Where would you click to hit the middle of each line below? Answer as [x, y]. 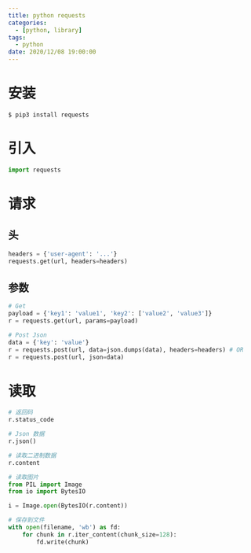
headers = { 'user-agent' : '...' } [63, 254]
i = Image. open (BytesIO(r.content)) [68, 506]
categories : [27, 23]
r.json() [22, 441]
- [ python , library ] [49, 30]
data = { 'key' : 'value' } [49, 342]
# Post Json [27, 335]
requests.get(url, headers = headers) [68, 261]
